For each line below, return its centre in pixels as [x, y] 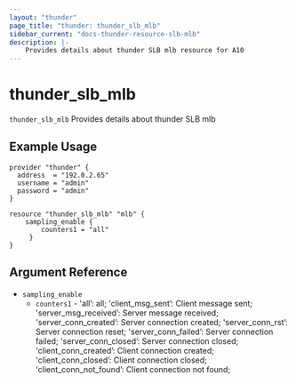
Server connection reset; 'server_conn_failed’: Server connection [154, 331]
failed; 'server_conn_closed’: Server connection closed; [137, 341]
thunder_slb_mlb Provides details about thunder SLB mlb [112, 119]
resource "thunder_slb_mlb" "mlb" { [77, 214]
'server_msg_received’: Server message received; [127, 313]
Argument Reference [68, 272]
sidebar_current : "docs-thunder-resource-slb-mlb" [105, 34]
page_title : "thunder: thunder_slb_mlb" [85, 26]
